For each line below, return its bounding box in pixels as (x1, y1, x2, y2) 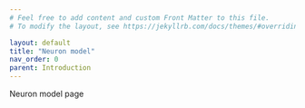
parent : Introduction (9, 64, 92, 73)
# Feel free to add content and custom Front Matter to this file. (9, 13, 271, 23)
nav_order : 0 (9, 55, 59, 64)
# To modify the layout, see (9, 22, 120, 31)
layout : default (9, 38, 71, 47)
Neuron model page (9, 88, 84, 99)
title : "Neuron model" (9, 46, 95, 55)
